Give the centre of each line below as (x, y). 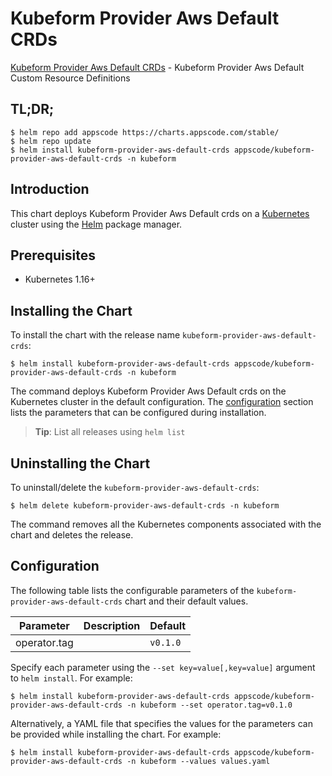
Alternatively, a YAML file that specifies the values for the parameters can (161, 723)
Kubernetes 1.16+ (60, 279)
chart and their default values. (186, 601)
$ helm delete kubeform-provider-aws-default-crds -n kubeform (145, 506)
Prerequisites (53, 255)
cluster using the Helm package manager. (96, 224)
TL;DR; (32, 109)
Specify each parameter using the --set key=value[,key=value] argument (163, 667)
